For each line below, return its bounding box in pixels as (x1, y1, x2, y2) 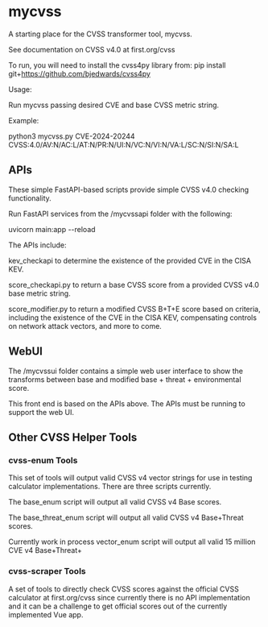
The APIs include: (8, 240, 67, 250)
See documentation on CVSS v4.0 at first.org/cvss (8, 44, 175, 54)
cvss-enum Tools (8, 455, 78, 466)
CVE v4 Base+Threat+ (8, 546, 82, 555)
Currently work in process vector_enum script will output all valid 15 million (8, 537, 256, 546)
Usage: (8, 84, 32, 94)
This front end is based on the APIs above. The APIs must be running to (8, 398, 245, 409)
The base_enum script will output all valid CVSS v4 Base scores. (8, 497, 222, 507)
